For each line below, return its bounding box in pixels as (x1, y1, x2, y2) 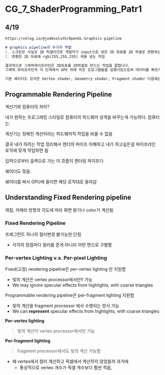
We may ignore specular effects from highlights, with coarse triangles (12, 282, 153, 288)
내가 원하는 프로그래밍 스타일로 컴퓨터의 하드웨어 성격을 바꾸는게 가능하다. (5, 114, 147, 120)
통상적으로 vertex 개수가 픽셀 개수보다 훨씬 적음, (19, 365, 112, 371)
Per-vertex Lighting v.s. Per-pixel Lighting (5, 254, 107, 261)
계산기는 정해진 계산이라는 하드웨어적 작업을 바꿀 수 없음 (5, 130, 113, 136)
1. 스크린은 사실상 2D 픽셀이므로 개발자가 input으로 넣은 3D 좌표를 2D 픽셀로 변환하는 (5, 49, 161, 55)
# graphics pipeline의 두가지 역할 (5, 45, 72, 50)
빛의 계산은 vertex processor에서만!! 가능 (12, 277, 93, 282)
